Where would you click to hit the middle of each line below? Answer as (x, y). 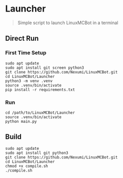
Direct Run (22, 38)
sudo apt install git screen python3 (45, 68)
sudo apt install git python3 (37, 153)
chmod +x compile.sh (27, 166)
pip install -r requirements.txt (40, 90)
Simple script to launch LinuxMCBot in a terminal (68, 23)
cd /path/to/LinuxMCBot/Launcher (40, 113)
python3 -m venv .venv (29, 81)
